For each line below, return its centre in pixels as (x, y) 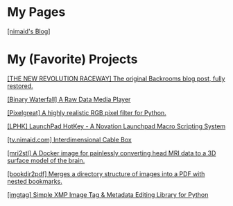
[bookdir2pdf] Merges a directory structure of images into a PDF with (106, 173)
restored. (20, 86)
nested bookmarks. (35, 181)
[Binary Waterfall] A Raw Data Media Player (69, 99)
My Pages (36, 12)
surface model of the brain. (46, 160)
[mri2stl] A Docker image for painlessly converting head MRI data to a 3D (112, 153)
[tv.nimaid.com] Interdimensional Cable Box (69, 139)
